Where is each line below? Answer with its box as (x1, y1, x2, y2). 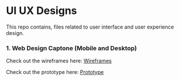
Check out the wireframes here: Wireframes (6, 57, 112, 65)
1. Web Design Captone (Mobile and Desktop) (6, 44, 137, 52)
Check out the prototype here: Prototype (6, 69, 104, 76)
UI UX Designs (6, 4, 77, 17)
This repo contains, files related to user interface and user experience (6, 23, 174, 30)
